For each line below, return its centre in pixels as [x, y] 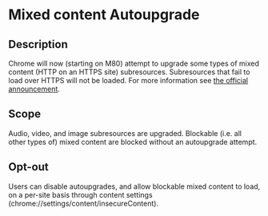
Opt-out [29, 167]
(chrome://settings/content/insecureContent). [83, 203]
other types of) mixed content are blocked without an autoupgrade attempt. [133, 142]
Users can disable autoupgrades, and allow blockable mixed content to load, [134, 186]
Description [38, 44]
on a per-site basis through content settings [81, 194]
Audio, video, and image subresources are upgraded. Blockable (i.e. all [125, 133]
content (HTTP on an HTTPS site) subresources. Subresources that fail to [129, 72]
